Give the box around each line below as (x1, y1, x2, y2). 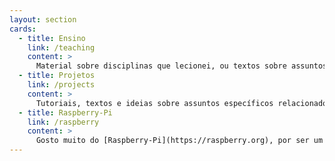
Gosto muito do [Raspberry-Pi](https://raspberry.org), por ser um (35, 136, 324, 146)
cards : (9, 24, 37, 34)
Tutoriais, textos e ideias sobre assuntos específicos (35, 98, 274, 108)
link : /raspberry (27, 117, 100, 127)
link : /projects (27, 80, 96, 90)
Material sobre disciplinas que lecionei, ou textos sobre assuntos (35, 61, 328, 71)
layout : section (9, 14, 77, 25)
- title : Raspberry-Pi (18, 107, 113, 118)
